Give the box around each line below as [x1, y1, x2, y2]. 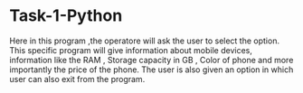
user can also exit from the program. [9, 73, 146, 84]
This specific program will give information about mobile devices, [9, 44, 253, 55]
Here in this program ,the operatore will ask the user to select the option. [9, 35, 280, 46]
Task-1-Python [9, 5, 123, 26]
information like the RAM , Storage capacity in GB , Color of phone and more [9, 54, 294, 65]
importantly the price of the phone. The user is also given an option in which [9, 64, 294, 75]
